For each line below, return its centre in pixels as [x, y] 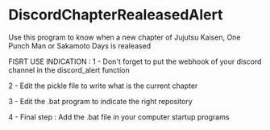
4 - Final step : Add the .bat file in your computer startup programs [119, 117]
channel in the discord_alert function [69, 69]
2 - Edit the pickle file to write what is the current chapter [103, 86]
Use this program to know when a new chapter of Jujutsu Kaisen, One [125, 37]
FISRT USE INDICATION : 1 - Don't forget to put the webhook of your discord [135, 61]
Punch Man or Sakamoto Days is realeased [80, 45]
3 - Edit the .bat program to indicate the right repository [101, 101]
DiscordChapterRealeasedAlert [116, 15]
